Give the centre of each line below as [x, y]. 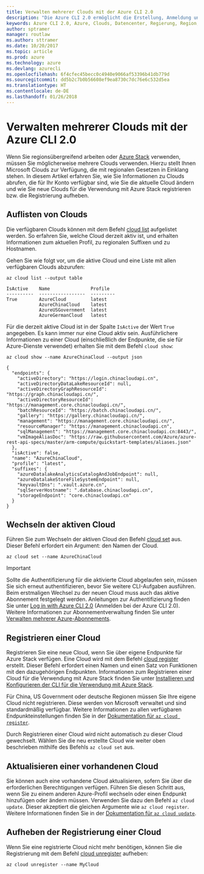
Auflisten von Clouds [47, 214]
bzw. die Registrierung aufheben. [48, 195]
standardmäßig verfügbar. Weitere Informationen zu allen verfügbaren [94, 710]
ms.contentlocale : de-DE [38, 91]
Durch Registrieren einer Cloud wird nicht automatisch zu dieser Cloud [95, 734]
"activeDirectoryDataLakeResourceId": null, [74, 384]
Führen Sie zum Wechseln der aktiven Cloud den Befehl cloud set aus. [94, 539]
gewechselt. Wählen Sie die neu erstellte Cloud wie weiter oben [86, 741]
